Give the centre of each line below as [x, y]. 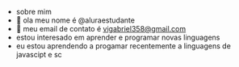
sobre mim [34, 12]
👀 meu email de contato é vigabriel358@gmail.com [101, 29]
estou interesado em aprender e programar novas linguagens [118, 37]
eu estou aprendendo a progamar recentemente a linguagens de [124, 46]
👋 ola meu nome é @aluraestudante [75, 20]
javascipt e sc [39, 54]
